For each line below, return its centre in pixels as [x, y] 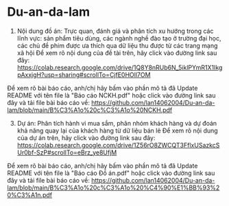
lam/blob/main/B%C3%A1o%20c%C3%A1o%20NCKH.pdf [90, 110]
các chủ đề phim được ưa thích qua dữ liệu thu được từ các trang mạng [117, 45]
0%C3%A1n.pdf [30, 195]
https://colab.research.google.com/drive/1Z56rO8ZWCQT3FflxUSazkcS [118, 145]
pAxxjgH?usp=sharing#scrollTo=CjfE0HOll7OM [84, 75]
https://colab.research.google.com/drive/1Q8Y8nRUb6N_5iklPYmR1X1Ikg [120, 67]
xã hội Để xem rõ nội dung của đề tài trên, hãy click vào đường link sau [117, 53]
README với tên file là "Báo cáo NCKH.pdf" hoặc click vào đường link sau [111, 95]
